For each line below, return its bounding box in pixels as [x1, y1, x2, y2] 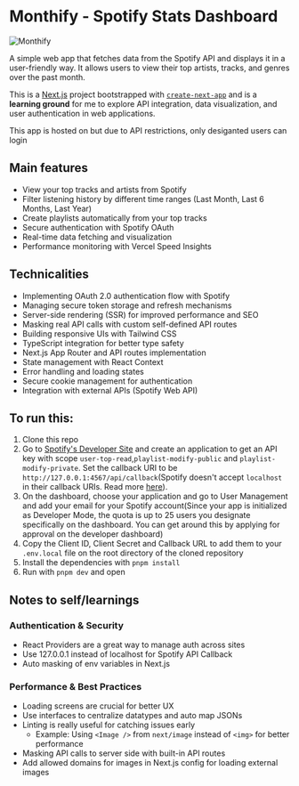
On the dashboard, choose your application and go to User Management [21, 491, 288, 502]
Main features [9, 160, 89, 175]
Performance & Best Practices [9, 680, 142, 693]
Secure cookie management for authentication [21, 376, 193, 386]
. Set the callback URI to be [78, 463, 178, 474]
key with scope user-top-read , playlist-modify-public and [21, 453, 238, 464]
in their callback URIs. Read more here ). [21, 482, 168, 492]
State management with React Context [21, 356, 164, 367]
